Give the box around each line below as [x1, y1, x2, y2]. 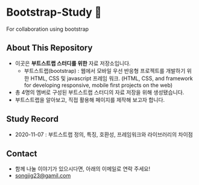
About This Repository [6, 43, 93, 53]
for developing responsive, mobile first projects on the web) [24, 81, 173, 89]
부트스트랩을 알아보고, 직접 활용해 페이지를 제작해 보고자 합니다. [14, 96, 165, 103]
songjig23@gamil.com [14, 172, 71, 180]
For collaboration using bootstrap [6, 25, 89, 33]
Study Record [6, 114, 59, 124]
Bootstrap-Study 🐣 [6, 5, 102, 19]
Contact [6, 148, 37, 158]
